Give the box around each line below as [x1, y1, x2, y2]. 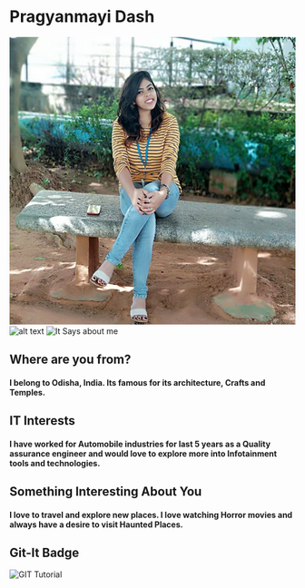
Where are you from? [9, 351, 132, 367]
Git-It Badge [9, 544, 80, 560]
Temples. [9, 387, 45, 397]
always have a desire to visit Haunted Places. [9, 519, 183, 530]
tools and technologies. [9, 457, 101, 468]
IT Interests [9, 413, 75, 428]
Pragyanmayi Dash [9, 6, 155, 27]
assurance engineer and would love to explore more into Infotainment [9, 447, 278, 459]
